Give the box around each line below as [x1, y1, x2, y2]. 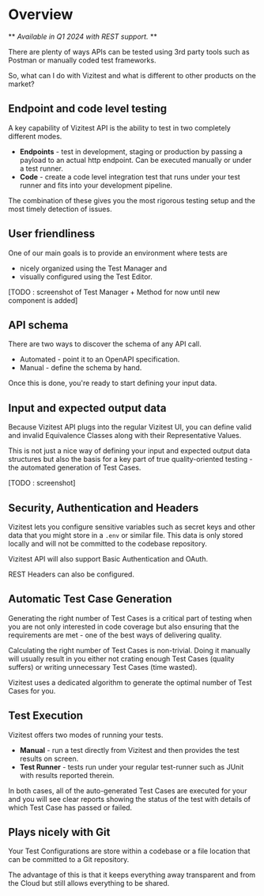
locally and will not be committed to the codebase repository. [8, 539, 207, 548]
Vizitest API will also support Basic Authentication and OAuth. [8, 554, 208, 563]
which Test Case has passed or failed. [8, 803, 133, 812]
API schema [8, 318, 69, 331]
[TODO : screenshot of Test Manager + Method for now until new [8, 287, 221, 297]
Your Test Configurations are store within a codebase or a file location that [8, 846, 251, 856]
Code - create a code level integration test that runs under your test [19, 172, 241, 181]
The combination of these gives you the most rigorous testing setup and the [8, 195, 255, 205]
